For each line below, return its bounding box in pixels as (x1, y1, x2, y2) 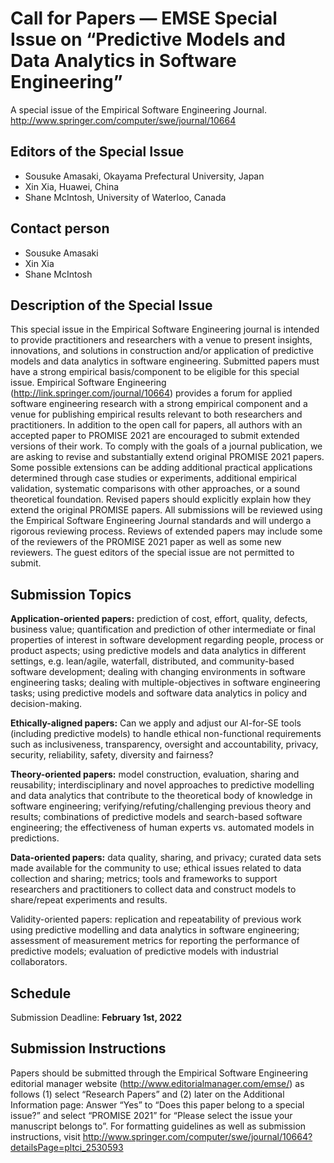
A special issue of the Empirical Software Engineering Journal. (10, 103, 267, 116)
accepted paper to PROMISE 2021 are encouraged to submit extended (10, 430, 300, 442)
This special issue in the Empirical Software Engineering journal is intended (10, 323, 320, 336)
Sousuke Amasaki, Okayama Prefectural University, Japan (24, 170, 265, 182)
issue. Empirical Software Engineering (10, 377, 167, 389)
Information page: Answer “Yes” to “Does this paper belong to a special (10, 1098, 305, 1111)
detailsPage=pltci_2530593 (10, 1141, 124, 1153)
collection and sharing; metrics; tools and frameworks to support (10, 873, 278, 885)
